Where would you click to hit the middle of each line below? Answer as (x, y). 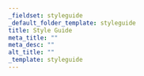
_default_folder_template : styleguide (72, 23)
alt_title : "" (32, 52)
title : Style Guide (40, 30)
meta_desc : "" (32, 45)
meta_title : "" (33, 38)
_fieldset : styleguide (45, 15)
